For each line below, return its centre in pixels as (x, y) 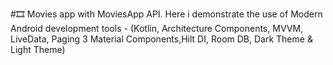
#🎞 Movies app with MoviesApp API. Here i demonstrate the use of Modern (166, 14)
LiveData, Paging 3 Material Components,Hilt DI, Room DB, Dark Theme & (161, 39)
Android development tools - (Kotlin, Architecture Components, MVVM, (157, 28)
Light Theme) (38, 49)
